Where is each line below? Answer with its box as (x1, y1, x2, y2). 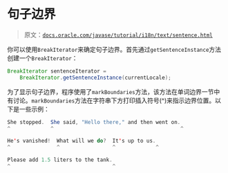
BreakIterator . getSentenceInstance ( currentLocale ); (19, 74, 171, 81)
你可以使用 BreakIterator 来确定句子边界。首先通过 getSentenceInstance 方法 (7, 45, 222, 53)
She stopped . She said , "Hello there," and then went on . (7, 118, 181, 125)
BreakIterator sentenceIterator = (7, 67, 107, 75)
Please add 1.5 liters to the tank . (7, 156, 113, 163)
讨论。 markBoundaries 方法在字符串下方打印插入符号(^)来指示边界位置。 (12, 96, 216, 104)
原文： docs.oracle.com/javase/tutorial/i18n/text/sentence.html (23, 30, 213, 39)
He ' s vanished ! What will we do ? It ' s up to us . (7, 138, 156, 145)
